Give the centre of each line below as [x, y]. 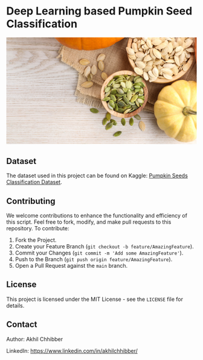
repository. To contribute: [38, 229]
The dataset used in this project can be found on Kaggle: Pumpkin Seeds [97, 175]
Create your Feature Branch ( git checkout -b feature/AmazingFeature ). [105, 247]
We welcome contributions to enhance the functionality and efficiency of [97, 216]
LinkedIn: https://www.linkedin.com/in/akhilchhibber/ [72, 350]
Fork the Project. [36, 240]
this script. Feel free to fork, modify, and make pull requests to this [89, 222]
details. [15, 305]
